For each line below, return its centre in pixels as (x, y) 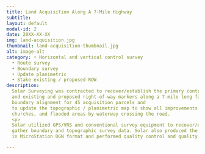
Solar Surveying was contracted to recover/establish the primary (98, 91)
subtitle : (19, 18)
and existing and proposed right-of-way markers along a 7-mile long (102, 97)
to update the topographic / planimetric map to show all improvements (105, 108)
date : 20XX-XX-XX (28, 35)
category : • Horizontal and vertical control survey (75, 57)
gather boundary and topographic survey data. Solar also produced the (105, 131)
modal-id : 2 (21, 29)
